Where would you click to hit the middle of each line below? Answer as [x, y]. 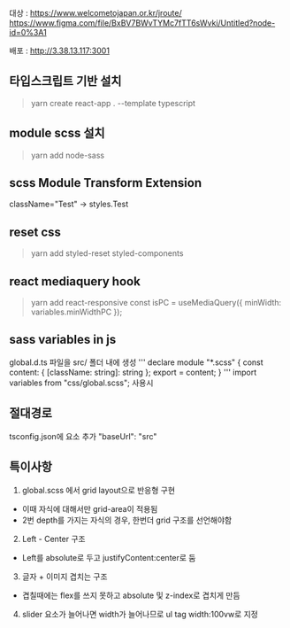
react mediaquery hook [75, 281]
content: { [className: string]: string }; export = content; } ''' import [133, 372]
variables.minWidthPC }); [76, 312]
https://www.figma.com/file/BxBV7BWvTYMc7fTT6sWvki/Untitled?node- [142, 23]
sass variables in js [63, 340]
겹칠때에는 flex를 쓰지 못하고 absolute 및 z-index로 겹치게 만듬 [131, 595]
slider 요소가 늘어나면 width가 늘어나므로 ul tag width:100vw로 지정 [140, 614]
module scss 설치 [57, 133]
